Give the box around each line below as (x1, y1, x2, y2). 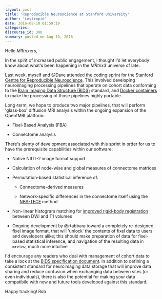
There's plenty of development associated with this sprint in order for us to (5, 141, 156, 147)
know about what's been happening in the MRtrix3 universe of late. (5, 62, 140, 68)
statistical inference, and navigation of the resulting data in (26, 238, 144, 244)
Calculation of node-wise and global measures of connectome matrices (12, 165, 157, 171)
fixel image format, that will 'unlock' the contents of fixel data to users (12, 228, 153, 234)
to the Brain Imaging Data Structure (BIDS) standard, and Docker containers (5, 87, 157, 93)
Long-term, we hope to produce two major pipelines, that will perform (5, 102, 145, 108)
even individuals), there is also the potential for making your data (5, 274, 135, 279)
